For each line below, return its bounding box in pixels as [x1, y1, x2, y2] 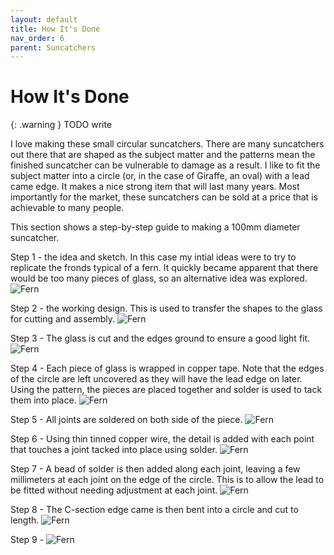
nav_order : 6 [10, 33, 65, 43]
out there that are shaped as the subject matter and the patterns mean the [10, 149, 316, 161]
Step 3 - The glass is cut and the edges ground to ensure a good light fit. [10, 332, 311, 345]
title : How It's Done [10, 24, 101, 34]
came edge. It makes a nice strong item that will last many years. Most [10, 181, 300, 193]
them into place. [10, 394, 77, 406]
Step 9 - [10, 534, 45, 546]
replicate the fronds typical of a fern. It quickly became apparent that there [10, 262, 319, 274]
